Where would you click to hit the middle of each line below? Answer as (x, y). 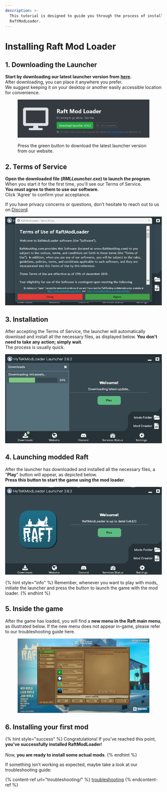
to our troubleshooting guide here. (40, 631)
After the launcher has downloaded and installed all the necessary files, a (80, 469)
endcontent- (145, 780)
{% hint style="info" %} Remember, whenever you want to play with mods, (82, 583)
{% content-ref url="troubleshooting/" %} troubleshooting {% (68, 780)
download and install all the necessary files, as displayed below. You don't (81, 337)
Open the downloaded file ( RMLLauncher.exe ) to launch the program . (78, 179)
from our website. (36, 151)
